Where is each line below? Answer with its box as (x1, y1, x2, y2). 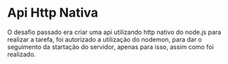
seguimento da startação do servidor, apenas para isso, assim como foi (7, 42, 214, 51)
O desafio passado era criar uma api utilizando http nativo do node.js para (7, 28, 222, 36)
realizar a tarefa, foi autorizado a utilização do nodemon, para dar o (7, 35, 202, 43)
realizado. (7, 50, 36, 58)
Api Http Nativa (7, 5, 98, 21)
